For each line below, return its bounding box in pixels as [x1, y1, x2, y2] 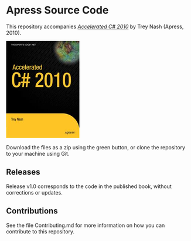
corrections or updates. [6, 189, 63, 196]
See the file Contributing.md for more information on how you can [6, 222, 165, 229]
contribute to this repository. [6, 227, 75, 235]
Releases [6, 167, 40, 177]
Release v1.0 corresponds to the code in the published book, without [6, 183, 172, 190]
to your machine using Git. [6, 150, 70, 157]
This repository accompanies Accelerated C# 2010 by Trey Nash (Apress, [6, 23, 184, 30]
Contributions [6, 206, 58, 216]
